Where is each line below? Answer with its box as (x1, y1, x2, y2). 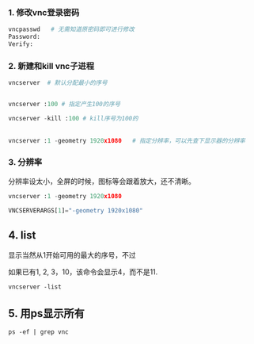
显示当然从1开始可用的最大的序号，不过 (8, 250, 136, 260)
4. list (8, 228, 36, 242)
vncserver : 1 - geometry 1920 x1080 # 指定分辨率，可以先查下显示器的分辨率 (8, 136, 245, 144)
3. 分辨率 (8, 157, 43, 168)
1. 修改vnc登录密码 (8, 6, 80, 17)
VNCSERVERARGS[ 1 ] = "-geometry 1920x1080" (8, 206, 144, 215)
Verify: (8, 40, 34, 48)
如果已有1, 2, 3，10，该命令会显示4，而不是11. (8, 267, 158, 277)
